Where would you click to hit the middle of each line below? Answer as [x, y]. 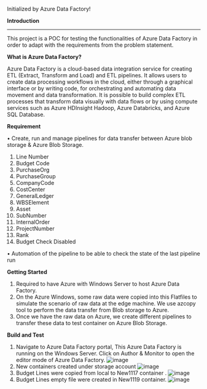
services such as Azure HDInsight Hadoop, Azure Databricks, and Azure [98, 108]
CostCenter [30, 189]
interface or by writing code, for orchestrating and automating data [92, 88]
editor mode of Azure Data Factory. [61, 360]
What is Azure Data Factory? [44, 57]
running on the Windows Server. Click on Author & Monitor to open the [105, 353]
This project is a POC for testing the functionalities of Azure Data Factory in [102, 38]
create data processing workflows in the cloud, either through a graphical [100, 82]
